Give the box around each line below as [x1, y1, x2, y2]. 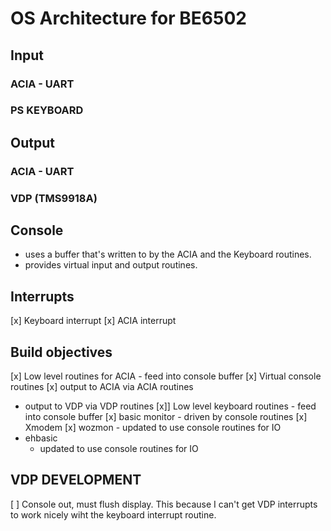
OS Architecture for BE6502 [10, 7, 247, 30]
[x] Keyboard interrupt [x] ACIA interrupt [10, 315, 177, 327]
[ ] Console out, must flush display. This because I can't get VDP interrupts [10, 498, 318, 510]
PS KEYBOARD [10, 103, 84, 117]
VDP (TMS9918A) [10, 191, 98, 205]
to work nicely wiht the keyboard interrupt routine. [10, 508, 217, 521]
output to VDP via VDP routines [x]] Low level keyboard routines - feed [24, 400, 317, 412]
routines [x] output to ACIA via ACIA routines [10, 381, 194, 393]
